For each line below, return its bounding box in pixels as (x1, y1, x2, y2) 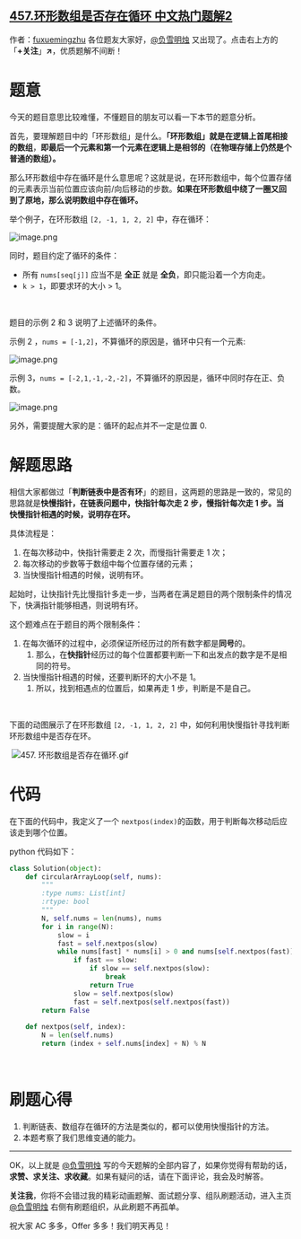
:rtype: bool (41, 897, 90, 907)
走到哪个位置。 (16, 827, 73, 838)
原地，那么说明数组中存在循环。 (24, 194, 143, 205)
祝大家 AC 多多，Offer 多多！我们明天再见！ (9, 1220, 172, 1231)
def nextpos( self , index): (25, 1023, 126, 1032)
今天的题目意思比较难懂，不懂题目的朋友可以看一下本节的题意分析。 (9, 111, 261, 122)
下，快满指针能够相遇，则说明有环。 (9, 600, 143, 611)
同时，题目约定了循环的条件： (9, 250, 119, 260)
